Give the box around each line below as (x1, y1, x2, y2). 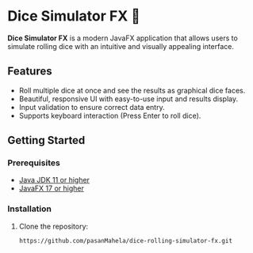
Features (7, 65, 52, 78)
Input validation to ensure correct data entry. (18, 102, 165, 111)
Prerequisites (7, 157, 60, 168)
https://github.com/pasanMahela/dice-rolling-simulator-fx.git (18, 236, 233, 244)
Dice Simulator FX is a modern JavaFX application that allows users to (7, 33, 239, 43)
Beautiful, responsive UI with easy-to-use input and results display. (18, 94, 239, 104)
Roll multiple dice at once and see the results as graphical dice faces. (18, 85, 246, 95)
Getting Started (7, 134, 86, 147)
